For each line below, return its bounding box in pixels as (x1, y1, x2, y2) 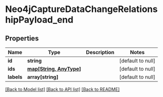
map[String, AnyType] (27, 65, 81, 72)
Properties (5, 34, 39, 42)
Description (85, 49, 115, 55)
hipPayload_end (5, 14, 73, 25)
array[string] (27, 73, 58, 80)
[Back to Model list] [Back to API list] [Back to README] (5, 86, 120, 92)
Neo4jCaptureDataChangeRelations (5, 3, 158, 15)
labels (7, 73, 22, 80)
